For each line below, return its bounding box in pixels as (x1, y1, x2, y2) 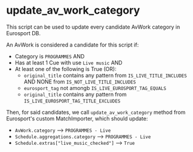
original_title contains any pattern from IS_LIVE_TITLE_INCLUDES (23, 72, 187, 79)
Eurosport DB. (6, 29, 41, 36)
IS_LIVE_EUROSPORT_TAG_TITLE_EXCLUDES (23, 98, 121, 104)
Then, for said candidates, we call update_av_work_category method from (6, 108, 186, 116)
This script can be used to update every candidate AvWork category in (6, 23, 180, 30)
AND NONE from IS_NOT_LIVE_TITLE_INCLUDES (23, 78, 136, 85)
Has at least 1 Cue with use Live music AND (14, 59, 122, 66)
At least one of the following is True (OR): (14, 65, 117, 72)
